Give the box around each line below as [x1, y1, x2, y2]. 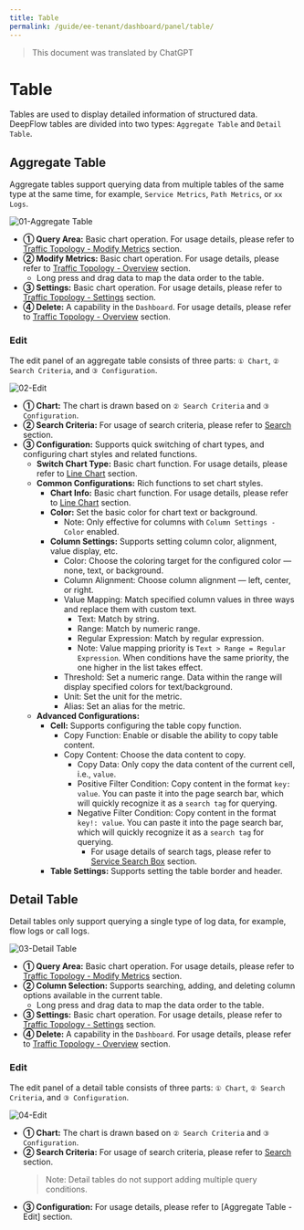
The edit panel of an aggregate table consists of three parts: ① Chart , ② [9, 355, 280, 366]
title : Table [9, 13, 59, 23]
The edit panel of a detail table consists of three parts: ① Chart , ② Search [9, 1082, 286, 1093]
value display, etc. [49, 545, 119, 557]
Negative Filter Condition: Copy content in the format [77, 807, 277, 818]
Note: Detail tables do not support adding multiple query [45, 1173, 257, 1184]
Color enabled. [63, 526, 120, 537]
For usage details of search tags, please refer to [90, 846, 272, 857]
